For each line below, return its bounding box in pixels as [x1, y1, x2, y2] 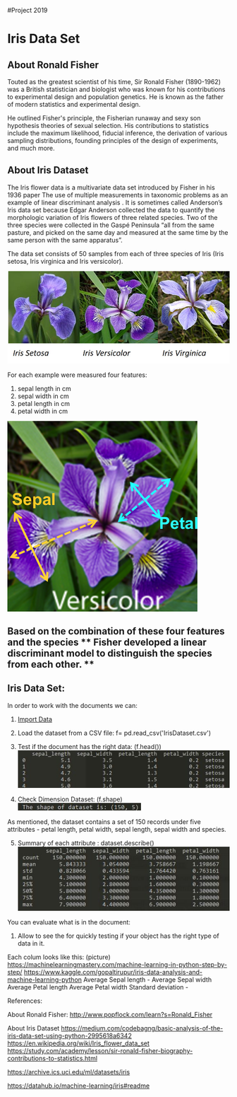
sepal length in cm [17, 384, 72, 393]
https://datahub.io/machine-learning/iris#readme [7, 1081, 150, 1090]
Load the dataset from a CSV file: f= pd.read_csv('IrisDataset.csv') [17, 729, 212, 737]
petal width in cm [17, 407, 68, 415]
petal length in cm [17, 399, 71, 407]
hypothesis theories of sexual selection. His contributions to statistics [7, 122, 209, 129]
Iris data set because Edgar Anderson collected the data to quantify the [7, 205, 215, 214]
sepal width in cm [17, 392, 69, 400]
